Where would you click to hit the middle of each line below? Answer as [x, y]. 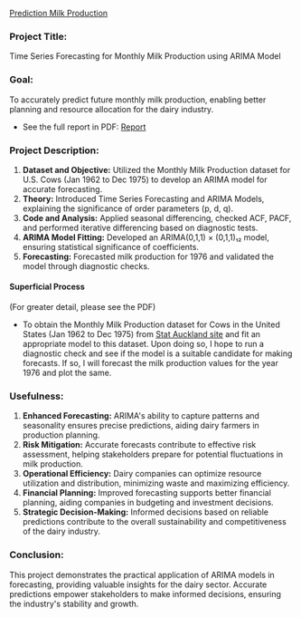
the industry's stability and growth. [74, 604]
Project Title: [38, 36]
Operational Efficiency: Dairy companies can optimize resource [142, 474]
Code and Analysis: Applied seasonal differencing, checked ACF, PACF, [157, 217]
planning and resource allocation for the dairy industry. [112, 109]
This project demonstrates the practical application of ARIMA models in [142, 575]
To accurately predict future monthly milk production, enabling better [138, 100]
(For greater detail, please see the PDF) [83, 307]
